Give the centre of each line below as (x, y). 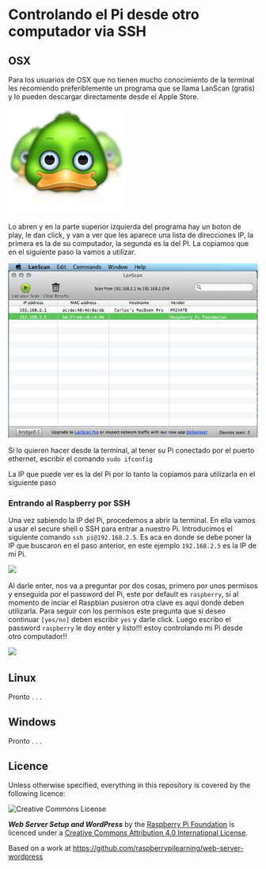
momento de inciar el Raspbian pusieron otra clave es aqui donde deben (126, 603)
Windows (32, 722)
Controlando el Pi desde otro (104, 15)
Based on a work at (40, 848)
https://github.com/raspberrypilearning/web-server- (158, 848)
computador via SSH (77, 31)
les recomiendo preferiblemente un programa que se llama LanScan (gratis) (132, 88)
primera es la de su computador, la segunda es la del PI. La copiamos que (129, 243)
